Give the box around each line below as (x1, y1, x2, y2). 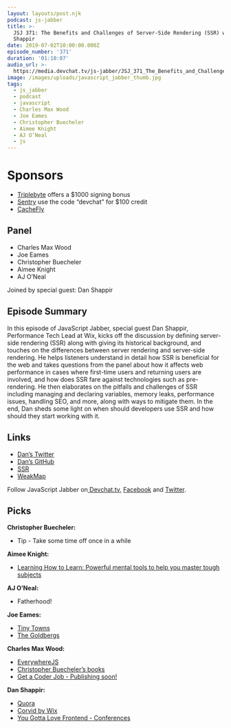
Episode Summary (7, 306, 87, 317)
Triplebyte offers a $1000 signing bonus (16, 191, 131, 199)
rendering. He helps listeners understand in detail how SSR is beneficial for (7, 353, 219, 361)
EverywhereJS (16, 658, 59, 666)
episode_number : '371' (7, 49, 72, 56)
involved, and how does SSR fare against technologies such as (7, 375, 185, 383)
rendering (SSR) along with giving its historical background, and (20, 339, 201, 347)
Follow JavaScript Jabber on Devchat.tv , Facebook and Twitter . (7, 485, 187, 493)
